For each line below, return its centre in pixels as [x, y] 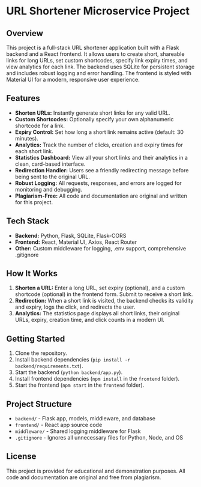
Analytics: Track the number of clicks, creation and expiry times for [99, 145]
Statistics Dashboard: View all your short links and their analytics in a [101, 157]
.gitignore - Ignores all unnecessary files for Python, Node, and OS [99, 438]
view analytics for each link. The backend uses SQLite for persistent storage [100, 67]
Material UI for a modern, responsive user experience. [73, 80]
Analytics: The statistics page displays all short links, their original [97, 313]
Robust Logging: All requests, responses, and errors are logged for [98, 183]
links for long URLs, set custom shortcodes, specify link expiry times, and [97, 60]
